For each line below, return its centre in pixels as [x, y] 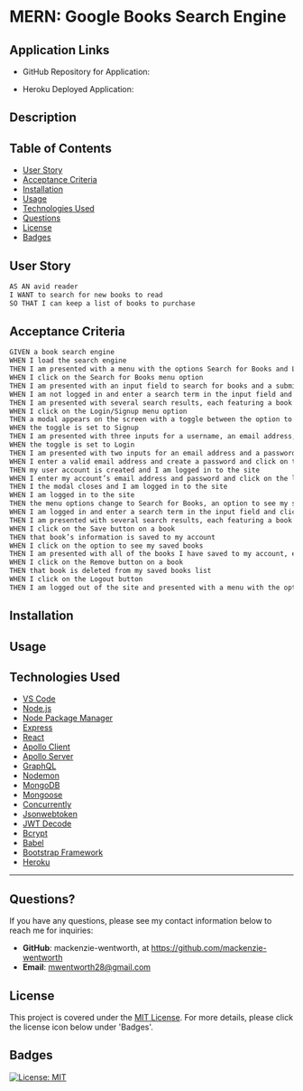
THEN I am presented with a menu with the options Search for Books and [149, 369]
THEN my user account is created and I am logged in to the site [134, 470]
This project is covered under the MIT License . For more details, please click [151, 1018]
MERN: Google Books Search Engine [148, 17]
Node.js [37, 709]
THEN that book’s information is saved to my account [113, 537]
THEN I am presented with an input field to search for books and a [141, 386]
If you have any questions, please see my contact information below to [141, 921]
